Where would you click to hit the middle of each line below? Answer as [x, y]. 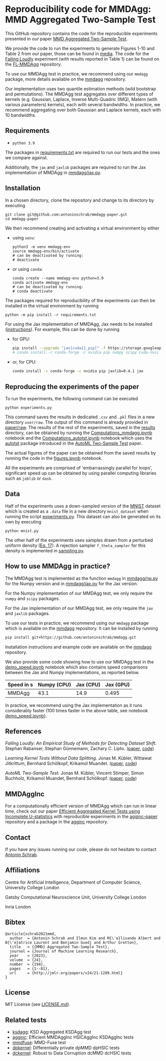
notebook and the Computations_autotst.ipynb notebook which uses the [79, 438]
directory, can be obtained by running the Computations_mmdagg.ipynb [79, 433]
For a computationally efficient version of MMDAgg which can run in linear [81, 806]
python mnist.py [22, 531]
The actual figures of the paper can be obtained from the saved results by [81, 453]
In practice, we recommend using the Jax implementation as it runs [74, 705]
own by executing [23, 522]
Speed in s [20, 684]
